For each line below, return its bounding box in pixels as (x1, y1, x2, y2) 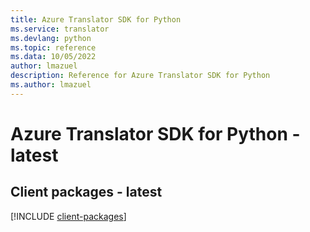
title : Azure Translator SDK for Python (10, 14, 182, 25)
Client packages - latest (10, 184, 163, 201)
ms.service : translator (10, 24, 110, 34)
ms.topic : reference (10, 42, 97, 53)
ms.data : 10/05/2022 (10, 52, 97, 62)
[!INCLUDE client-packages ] (10, 210, 127, 222)
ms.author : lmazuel (10, 80, 92, 90)
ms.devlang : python (10, 33, 92, 43)
